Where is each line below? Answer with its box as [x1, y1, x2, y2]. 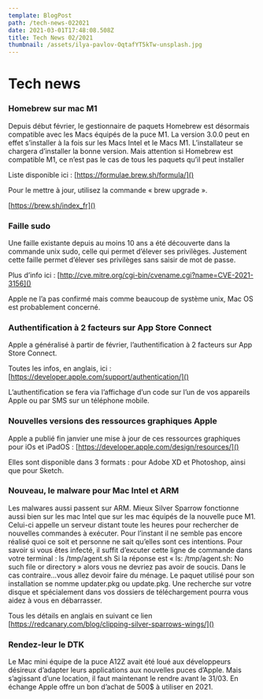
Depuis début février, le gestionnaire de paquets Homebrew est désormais [8, 121, 250, 130]
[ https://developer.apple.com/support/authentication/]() [8, 372, 189, 381]
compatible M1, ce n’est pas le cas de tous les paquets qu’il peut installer [8, 155, 245, 164]
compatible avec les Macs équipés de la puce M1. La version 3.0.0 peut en [8, 130, 250, 139]
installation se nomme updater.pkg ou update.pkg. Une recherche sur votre [8, 578, 252, 588]
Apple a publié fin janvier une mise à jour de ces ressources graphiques [8, 434, 241, 443]
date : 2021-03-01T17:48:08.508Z [8, 26, 114, 34]
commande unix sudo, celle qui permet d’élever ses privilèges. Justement [8, 246, 247, 256]
